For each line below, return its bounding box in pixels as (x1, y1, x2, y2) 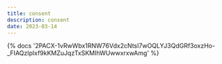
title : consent (7, 10, 51, 17)
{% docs (7, 42, 32, 50)
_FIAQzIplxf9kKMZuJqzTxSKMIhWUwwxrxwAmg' (7, 49, 149, 57)
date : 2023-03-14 (7, 23, 58, 30)
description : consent (7, 17, 70, 23)
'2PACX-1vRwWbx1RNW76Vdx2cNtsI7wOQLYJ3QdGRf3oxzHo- (33, 42, 215, 50)
